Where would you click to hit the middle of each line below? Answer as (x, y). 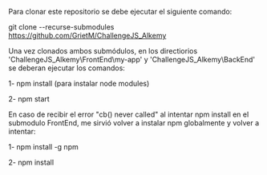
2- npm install (31, 162)
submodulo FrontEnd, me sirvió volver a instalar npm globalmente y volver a (133, 123)
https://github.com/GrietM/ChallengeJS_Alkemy (87, 36)
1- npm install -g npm (43, 147)
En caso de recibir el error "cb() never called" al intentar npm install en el (129, 114)
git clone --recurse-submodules (61, 27)
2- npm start (29, 99)
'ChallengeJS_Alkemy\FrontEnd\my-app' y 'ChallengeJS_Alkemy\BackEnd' (132, 60)
